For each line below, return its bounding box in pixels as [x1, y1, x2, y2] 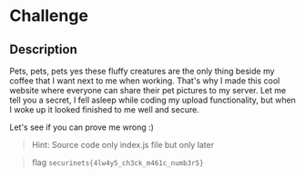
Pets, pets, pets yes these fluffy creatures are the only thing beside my [9, 65, 275, 76]
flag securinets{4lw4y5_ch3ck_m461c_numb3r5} [31, 157, 204, 168]
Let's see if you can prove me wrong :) [9, 122, 155, 133]
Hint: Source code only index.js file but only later [31, 140, 215, 150]
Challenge [9, 5, 89, 26]
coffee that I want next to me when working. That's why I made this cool [9, 75, 280, 86]
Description [9, 42, 77, 57]
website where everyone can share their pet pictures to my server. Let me [9, 85, 287, 95]
